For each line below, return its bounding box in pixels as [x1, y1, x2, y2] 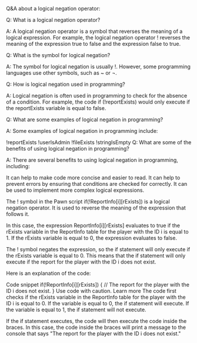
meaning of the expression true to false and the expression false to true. [6, 41, 181, 47]
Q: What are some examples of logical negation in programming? [6, 116, 163, 123]
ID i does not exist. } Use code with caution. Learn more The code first [6, 288, 176, 294]
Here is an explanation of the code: [6, 270, 91, 277]
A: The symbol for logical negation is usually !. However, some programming [6, 63, 191, 70]
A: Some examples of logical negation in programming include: [6, 128, 158, 134]
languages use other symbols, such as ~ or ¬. [6, 69, 118, 76]
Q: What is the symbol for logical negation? [6, 52, 111, 58]
